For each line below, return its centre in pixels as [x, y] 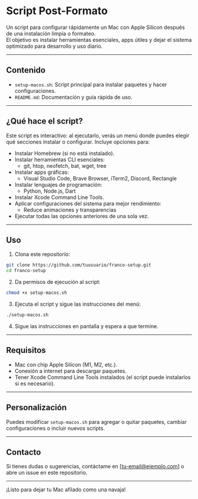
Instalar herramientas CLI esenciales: [60, 159]
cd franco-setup [26, 271]
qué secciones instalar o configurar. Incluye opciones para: [78, 142]
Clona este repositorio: [42, 254]
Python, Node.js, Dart [49, 191]
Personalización [37, 408]
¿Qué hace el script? [45, 121]
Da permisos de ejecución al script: [57, 282]
